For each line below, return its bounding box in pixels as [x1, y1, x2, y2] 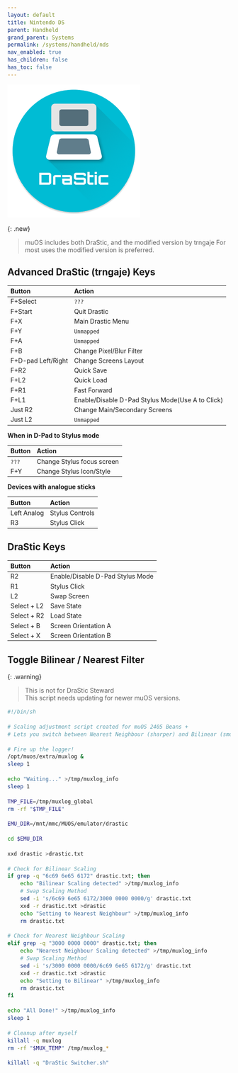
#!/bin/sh [7, 708, 37, 715]
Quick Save [74, 366, 108, 375]
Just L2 [10, 415, 33, 424]
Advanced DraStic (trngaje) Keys [7, 266, 156, 278]
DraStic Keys [7, 541, 66, 553]
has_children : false [7, 57, 69, 64]
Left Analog [10, 509, 45, 517]
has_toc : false [7, 64, 52, 71]
